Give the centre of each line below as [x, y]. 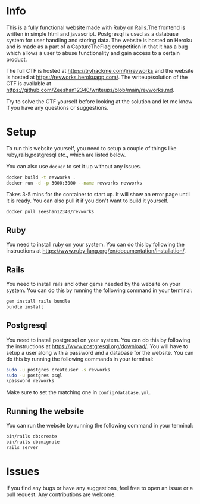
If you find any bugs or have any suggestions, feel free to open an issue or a [100, 488]
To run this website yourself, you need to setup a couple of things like [91, 148]
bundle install [25, 307]
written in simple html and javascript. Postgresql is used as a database [92, 33]
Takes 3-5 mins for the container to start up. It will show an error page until [98, 194]
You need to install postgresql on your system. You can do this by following [98, 340]
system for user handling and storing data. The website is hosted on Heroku [99, 40]
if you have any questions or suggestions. [57, 107]
